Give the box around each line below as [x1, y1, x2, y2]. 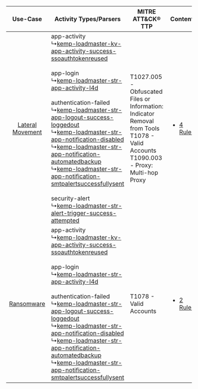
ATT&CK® [132, 15, 161, 23]
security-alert [51, 194, 90, 202]
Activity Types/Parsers [54, 15, 121, 23]
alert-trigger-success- [51, 209, 117, 217]
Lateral [17, 121, 37, 128]
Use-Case [12, 15, 42, 23]
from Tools [130, 124, 160, 132]
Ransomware [9, 300, 45, 308]
